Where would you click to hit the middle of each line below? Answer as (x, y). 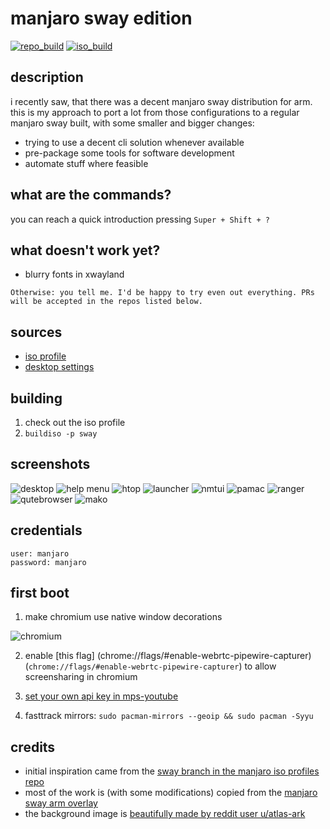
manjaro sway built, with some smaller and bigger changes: (132, 123)
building (36, 398)
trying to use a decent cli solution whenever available (134, 142)
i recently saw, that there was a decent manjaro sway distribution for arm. (161, 101)
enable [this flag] (59, 656)
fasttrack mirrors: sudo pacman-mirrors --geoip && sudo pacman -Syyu (169, 716)
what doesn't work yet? (85, 250)
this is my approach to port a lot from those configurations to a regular (155, 112)
